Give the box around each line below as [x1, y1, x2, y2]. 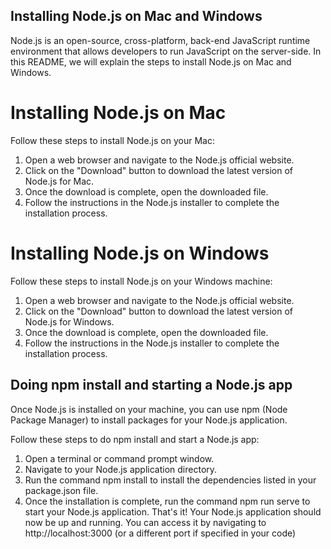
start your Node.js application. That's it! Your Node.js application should [24, 505, 322, 518]
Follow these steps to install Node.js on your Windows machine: [10, 275, 273, 287]
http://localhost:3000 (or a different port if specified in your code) [24, 527, 297, 539]
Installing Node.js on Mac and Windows [10, 8, 263, 25]
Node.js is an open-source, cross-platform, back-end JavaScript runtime [10, 34, 311, 46]
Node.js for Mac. [24, 175, 95, 187]
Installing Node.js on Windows [10, 242, 270, 264]
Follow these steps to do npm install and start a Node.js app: [10, 433, 260, 445]
